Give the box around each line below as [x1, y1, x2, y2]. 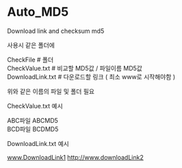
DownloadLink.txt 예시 [7, 139, 70, 147]
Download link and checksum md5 [7, 27, 105, 35]
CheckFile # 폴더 [7, 56, 54, 64]
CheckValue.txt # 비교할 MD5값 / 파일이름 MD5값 [7, 64, 142, 72]
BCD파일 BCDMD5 [7, 125, 59, 133]
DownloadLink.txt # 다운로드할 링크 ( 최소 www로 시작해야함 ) [7, 73, 176, 81]
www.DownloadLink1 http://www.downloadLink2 [7, 153, 144, 161]
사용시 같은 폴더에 [7, 40, 55, 49]
